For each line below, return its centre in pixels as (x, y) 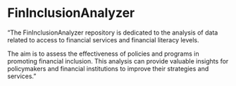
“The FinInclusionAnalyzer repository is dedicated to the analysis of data (113, 32)
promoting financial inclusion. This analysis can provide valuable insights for (118, 61)
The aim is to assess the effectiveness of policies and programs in (103, 54)
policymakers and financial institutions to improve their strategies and (108, 68)
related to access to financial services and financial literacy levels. (103, 39)
